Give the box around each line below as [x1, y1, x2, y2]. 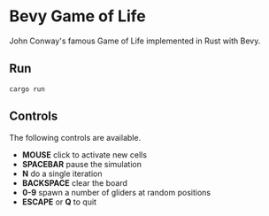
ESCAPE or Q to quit [21, 197, 97, 207]
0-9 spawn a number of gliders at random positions [21, 187, 211, 197]
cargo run [9, 84, 46, 94]
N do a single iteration [21, 168, 104, 179]
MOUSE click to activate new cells [21, 149, 148, 160]
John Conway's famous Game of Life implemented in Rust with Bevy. [9, 35, 261, 46]
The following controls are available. [9, 132, 142, 143]
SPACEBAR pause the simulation [21, 158, 142, 169]
